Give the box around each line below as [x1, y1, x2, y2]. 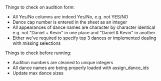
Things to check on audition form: [5, 4, 75, 10]
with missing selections [12, 40, 61, 46]
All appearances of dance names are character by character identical [12, 24, 155, 30]
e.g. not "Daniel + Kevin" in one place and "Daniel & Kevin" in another [12, 30, 155, 35]
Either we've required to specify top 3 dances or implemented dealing [12, 35, 156, 41]
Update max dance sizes [12, 70, 64, 76]
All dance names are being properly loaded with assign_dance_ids [12, 65, 149, 71]
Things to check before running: [5, 50, 71, 56]
